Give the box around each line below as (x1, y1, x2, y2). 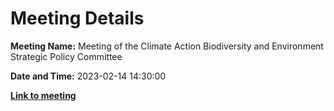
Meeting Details (10, 7, 145, 30)
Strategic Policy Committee (10, 50, 123, 62)
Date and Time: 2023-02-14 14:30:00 (10, 70, 167, 82)
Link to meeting (10, 89, 77, 101)
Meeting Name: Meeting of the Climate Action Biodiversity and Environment (10, 40, 324, 52)
